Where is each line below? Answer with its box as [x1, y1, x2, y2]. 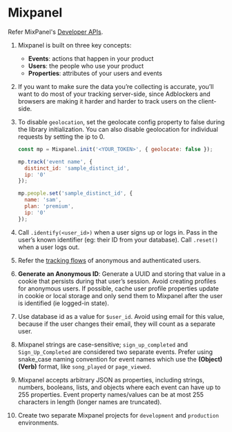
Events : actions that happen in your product [28, 54, 154, 63]
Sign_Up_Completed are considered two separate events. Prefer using [17, 347, 213, 356]
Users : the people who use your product [28, 61, 144, 70]
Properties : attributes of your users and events [28, 69, 163, 77]
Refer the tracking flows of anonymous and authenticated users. [17, 256, 201, 264]
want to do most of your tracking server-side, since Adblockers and [17, 90, 211, 98]
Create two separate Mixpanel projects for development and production [17, 411, 220, 419]
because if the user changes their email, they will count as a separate [17, 320, 216, 328]
